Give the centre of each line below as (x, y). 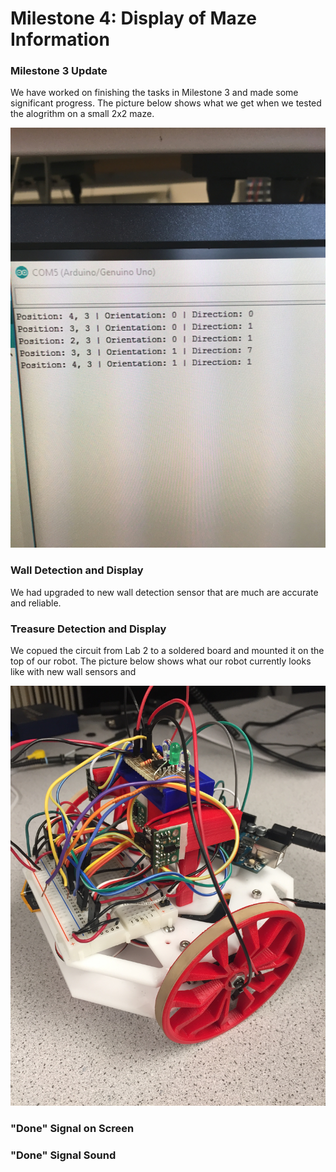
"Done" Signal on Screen (72, 1128)
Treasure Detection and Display (88, 629)
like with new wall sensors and (73, 672)
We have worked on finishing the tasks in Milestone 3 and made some (154, 93)
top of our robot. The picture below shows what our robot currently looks (161, 661)
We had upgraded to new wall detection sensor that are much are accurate (164, 592)
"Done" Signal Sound (63, 1155)
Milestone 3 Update (59, 71)
